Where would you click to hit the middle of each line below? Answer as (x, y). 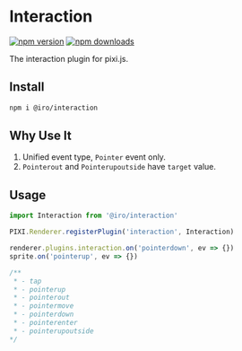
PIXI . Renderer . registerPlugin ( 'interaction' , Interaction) (122, 232)
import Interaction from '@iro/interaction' (94, 216)
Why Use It (40, 136)
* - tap (27, 281)
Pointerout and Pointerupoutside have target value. (119, 167)
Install (27, 87)
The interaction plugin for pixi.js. (69, 58)
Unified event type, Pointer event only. (94, 157)
